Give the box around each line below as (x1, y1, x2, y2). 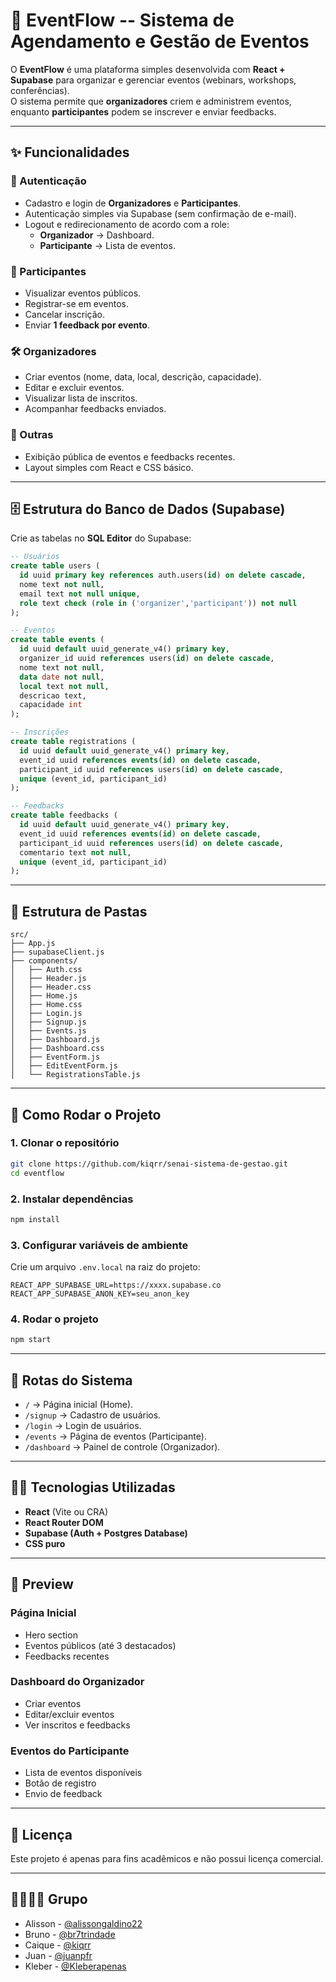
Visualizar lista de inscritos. (24, 392, 138, 404)
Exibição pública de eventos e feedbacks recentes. (24, 450, 236, 463)
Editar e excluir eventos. (24, 382, 125, 394)
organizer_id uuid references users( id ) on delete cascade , (19, 654, 275, 664)
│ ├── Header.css (10, 982, 92, 993)
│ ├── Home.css (10, 1000, 83, 1010)
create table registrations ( (10, 737, 137, 747)
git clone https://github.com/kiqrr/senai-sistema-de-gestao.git (10, 1159, 288, 1169)
